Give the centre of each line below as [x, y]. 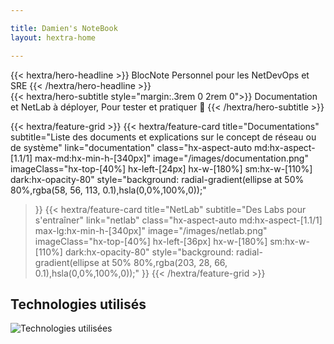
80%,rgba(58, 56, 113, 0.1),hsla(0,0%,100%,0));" [108, 190]
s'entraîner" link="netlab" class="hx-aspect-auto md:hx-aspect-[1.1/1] [178, 220]
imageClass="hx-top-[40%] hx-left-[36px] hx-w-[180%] [151, 241]
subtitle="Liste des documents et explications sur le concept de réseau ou [163, 137]
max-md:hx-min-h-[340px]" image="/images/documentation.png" [171, 158]
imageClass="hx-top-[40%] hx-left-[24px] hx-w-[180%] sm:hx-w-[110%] [161, 168]
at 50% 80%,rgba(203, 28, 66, [164, 262]
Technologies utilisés [78, 304]
